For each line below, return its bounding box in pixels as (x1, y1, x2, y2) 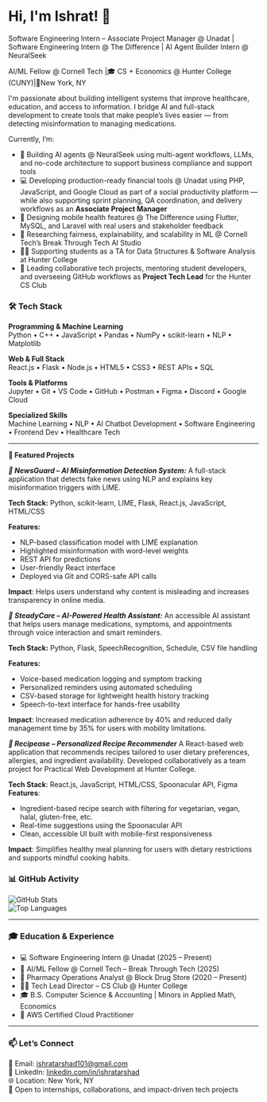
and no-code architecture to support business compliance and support (19, 158, 253, 167)
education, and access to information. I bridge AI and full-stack (8, 101, 215, 111)
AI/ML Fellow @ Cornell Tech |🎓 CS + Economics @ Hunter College (8, 66, 232, 76)
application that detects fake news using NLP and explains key (8, 474, 213, 484)
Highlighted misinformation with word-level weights (19, 546, 189, 556)
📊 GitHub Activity (8, 873, 79, 884)
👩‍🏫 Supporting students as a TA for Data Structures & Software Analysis (19, 246, 256, 256)
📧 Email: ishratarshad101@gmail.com (8, 1059, 129, 1069)
